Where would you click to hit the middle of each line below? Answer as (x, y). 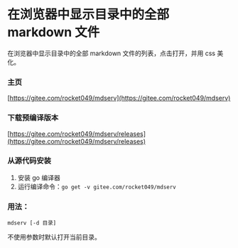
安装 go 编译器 (39, 177)
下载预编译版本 (33, 118)
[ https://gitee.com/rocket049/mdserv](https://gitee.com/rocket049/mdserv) (119, 98)
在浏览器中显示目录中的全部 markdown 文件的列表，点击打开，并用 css (112, 53)
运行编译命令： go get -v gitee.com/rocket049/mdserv (97, 186)
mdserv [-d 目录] (32, 223)
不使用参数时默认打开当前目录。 (54, 237)
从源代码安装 (29, 161)
